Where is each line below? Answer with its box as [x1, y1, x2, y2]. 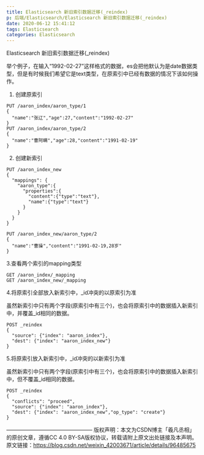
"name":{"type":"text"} [28, 199, 89, 205]
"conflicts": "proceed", [12, 399, 75, 405]
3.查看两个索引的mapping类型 [6, 260, 81, 267]
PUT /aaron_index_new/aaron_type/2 [6, 231, 97, 237]
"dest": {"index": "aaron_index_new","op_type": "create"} [12, 409, 166, 416]
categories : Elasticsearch [6, 32, 75, 38]
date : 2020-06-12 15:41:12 [6, 20, 75, 26]
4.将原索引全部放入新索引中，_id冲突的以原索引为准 [6, 289, 137, 296]
